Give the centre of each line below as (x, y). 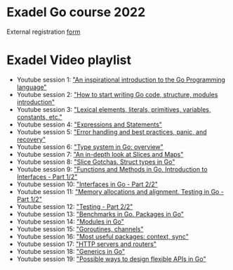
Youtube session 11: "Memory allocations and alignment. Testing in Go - (120, 191)
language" (32, 87)
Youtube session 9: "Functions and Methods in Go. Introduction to (112, 169)
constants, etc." (39, 117)
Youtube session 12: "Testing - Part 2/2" (75, 206)
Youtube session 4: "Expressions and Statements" (89, 124)
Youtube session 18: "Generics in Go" (71, 251)
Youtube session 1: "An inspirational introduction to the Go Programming (121, 79)
